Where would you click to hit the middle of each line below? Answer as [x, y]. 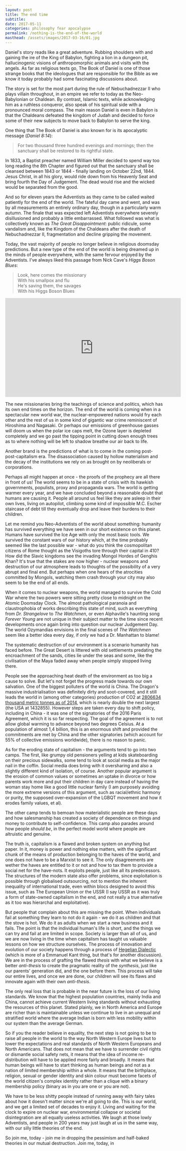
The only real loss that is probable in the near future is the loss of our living [83, 991]
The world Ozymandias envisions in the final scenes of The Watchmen [78, 629]
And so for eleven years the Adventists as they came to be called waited [80, 197]
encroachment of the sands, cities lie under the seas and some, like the [79, 655]
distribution [17, 1060]
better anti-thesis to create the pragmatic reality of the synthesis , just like [81, 965]
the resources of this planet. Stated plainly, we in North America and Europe [83, 1007]
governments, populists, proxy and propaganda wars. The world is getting [82, 487]
